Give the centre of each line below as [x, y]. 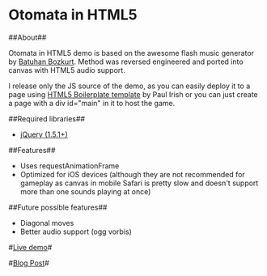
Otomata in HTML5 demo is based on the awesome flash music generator [131, 53]
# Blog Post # [29, 263]
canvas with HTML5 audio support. [67, 70]
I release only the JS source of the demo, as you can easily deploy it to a [129, 86]
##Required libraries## [47, 118]
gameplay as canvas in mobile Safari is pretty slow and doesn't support [139, 183]
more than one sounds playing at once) [85, 191]
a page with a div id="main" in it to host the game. [92, 103]
